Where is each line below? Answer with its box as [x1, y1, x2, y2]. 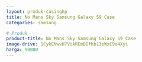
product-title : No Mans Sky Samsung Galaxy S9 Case [6, 36, 136, 42]
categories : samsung [6, 19, 57, 25]
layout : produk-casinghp [6, 8, 67, 15]
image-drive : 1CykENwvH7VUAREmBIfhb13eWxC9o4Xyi [6, 41, 128, 47]
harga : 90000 [6, 47, 38, 53]
